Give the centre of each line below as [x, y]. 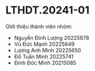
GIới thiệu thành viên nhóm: [39, 26]
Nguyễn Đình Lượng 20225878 [52, 38]
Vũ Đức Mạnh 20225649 [44, 44]
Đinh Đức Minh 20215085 [45, 63]
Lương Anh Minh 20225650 [47, 50]
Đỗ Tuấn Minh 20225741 [44, 56]
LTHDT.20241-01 [47, 10]
